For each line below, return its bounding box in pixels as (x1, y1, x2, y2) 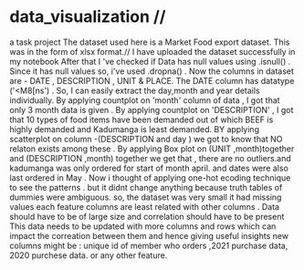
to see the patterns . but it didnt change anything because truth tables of (9, 182, 283, 192)
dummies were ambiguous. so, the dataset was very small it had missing (9, 192, 282, 202)
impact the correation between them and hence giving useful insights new (9, 230, 289, 241)
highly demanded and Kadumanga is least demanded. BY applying (9, 123, 260, 134)
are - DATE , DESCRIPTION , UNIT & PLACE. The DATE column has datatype (9, 75, 295, 86)
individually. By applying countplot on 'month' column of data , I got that (9, 94, 280, 106)
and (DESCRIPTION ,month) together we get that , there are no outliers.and (9, 152, 291, 163)
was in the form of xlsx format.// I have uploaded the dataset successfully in (9, 46, 296, 57)
